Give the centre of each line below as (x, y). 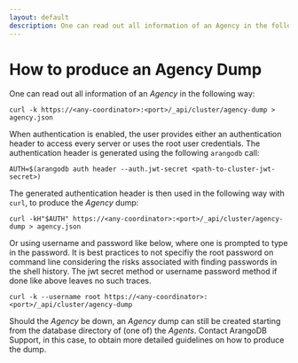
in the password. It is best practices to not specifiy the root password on (141, 252)
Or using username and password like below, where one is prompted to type (149, 243)
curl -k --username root (55, 297)
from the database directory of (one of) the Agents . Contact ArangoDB (138, 331)
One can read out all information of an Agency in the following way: (132, 94)
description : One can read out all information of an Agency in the (138, 26)
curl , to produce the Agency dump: (74, 203)
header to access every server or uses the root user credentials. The (135, 143)
